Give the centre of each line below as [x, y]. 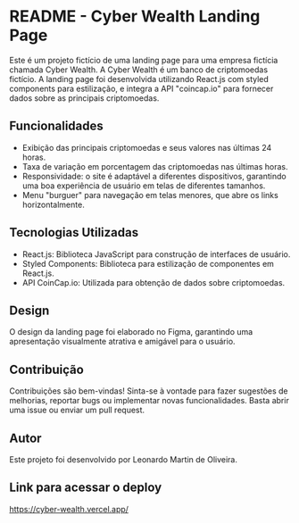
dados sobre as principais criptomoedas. [84, 98]
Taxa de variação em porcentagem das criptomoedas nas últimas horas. [155, 166]
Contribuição [47, 369]
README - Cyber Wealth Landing [135, 17]
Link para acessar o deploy [86, 488]
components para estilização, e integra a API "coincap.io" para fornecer [141, 88]
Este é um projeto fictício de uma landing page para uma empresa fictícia [144, 60]
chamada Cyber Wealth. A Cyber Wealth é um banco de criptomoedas [139, 70]
